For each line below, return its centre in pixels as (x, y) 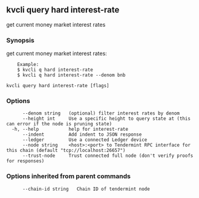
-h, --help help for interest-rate (70, 130)
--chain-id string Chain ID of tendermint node (86, 189)
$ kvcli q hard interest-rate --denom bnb (71, 75)
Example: (28, 65)
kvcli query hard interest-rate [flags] (58, 86)
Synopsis (20, 40)
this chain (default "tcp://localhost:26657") (66, 151)
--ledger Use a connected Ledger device (85, 140)
